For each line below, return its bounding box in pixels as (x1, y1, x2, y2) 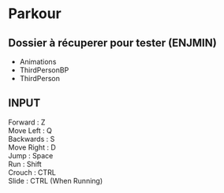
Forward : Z (8, 117, 46, 127)
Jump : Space (8, 150, 54, 160)
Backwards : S (8, 134, 55, 143)
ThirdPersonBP (19, 65, 69, 75)
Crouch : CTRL (8, 167, 57, 177)
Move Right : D (8, 143, 57, 152)
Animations (19, 57, 57, 66)
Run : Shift (8, 159, 42, 169)
